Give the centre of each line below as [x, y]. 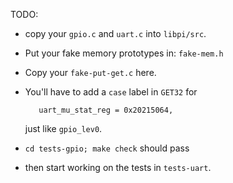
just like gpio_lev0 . [63, 128]
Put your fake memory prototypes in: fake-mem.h [124, 53]
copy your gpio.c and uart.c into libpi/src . [115, 33]
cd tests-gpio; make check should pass [107, 148]
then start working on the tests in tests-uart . [118, 167]
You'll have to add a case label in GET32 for [111, 92]
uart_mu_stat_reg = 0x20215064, [106, 110]
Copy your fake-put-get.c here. [90, 72]
